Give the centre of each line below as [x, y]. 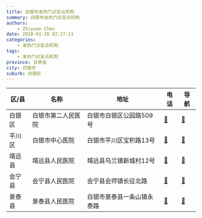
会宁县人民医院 [54, 181]
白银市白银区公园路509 [120, 116]
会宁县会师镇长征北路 [117, 181]
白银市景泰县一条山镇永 [120, 197]
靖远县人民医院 [54, 161]
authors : [17, 23]
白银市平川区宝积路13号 [121, 140]
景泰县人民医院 [54, 201]
